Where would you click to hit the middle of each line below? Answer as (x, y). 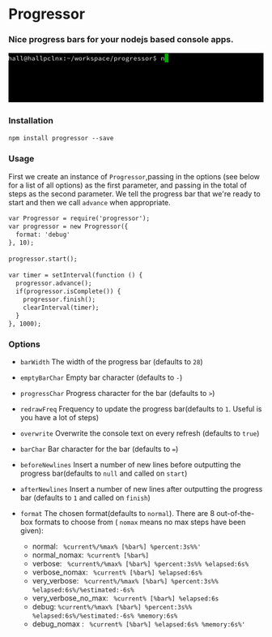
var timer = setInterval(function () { (76, 275)
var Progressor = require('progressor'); (79, 218)
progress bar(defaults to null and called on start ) (104, 473)
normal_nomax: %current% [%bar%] (91, 555)
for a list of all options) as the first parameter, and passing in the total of (127, 185)
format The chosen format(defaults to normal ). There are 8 (117, 514)
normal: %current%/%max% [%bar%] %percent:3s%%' (117, 547)
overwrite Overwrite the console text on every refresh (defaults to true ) (140, 433)
